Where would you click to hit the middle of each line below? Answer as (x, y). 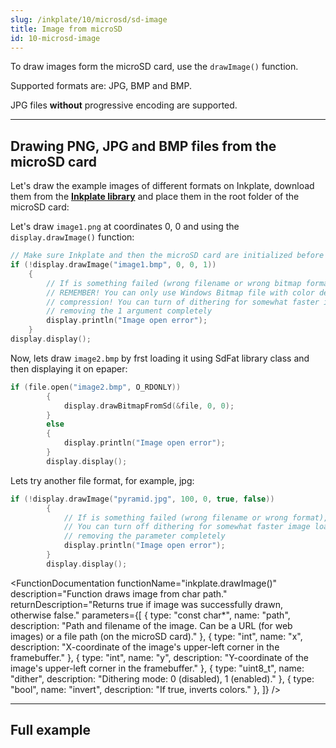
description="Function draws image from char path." (119, 593)
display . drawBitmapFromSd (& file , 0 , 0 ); (149, 406)
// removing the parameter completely (144, 536)
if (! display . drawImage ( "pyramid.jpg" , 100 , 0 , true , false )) (142, 499)
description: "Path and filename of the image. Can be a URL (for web (151, 625)
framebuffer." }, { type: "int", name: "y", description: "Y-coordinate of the (159, 657)
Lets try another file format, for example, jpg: (102, 480)
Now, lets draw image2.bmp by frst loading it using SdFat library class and (160, 358)
